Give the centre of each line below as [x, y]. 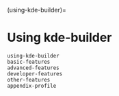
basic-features [29, 62]
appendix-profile [32, 86]
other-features [29, 80]
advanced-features [33, 68]
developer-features [35, 74]
